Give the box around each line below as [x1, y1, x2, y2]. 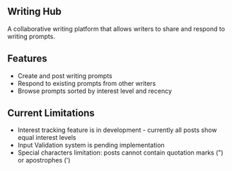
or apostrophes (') [17, 156, 71, 165]
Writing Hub [7, 6, 62, 18]
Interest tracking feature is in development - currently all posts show [17, 126, 217, 134]
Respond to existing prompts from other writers [17, 79, 156, 87]
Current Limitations [7, 107, 95, 119]
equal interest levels [17, 133, 76, 142]
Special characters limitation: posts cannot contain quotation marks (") [17, 148, 224, 157]
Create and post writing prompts [17, 71, 112, 80]
